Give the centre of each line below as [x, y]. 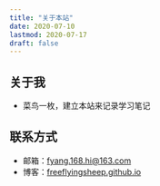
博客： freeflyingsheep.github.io [82, 171]
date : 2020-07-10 [42, 26]
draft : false [34, 43]
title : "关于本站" [42, 18]
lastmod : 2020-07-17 [49, 34]
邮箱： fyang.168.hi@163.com [77, 161]
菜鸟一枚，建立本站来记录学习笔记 [86, 106]
